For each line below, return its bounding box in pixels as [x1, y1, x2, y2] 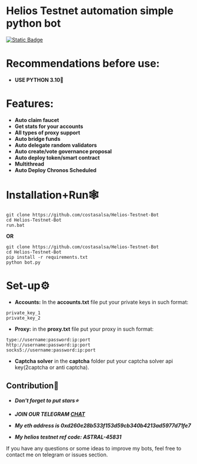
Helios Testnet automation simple [6, 4, 173, 18]
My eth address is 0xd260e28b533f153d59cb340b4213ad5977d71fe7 [14, 422, 191, 429]
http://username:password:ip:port [6, 342, 91, 348]
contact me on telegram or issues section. [6, 451, 108, 458]
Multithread [14, 160, 45, 167]
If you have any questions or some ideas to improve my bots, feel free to [6, 445, 182, 452]
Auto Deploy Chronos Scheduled [14, 166, 97, 173]
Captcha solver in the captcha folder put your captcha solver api [14, 357, 173, 364]
